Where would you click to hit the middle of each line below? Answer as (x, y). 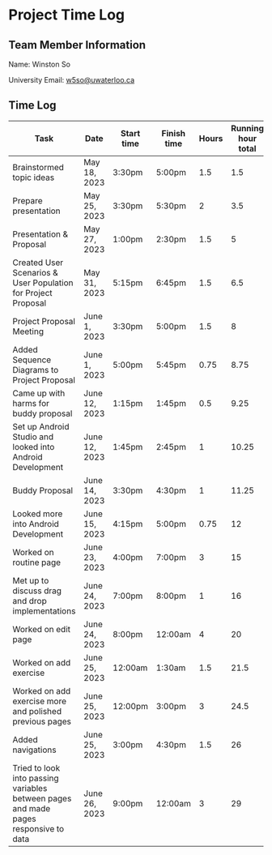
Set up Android (41, 426)
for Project (32, 293)
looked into (34, 447)
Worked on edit (42, 629)
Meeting (28, 331)
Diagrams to (36, 370)
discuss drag (37, 591)
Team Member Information (77, 45)
